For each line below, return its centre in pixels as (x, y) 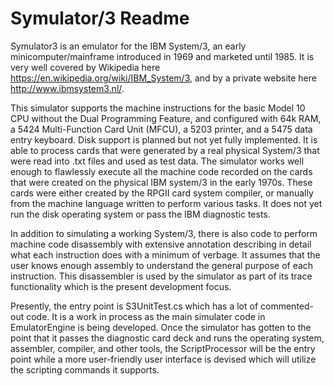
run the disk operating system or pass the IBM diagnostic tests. (140, 214)
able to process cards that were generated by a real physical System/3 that (165, 150)
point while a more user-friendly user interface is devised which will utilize (163, 359)
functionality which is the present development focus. (121, 286)
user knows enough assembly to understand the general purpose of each (162, 265)
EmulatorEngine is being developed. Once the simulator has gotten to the (161, 327)
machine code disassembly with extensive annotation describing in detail (161, 244)
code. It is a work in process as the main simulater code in (146, 316)
